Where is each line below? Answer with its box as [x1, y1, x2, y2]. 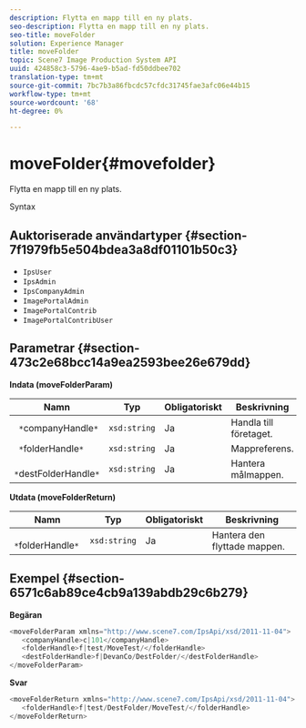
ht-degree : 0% [9, 106, 64, 116]
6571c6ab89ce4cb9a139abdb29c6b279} [9, 585, 249, 601]
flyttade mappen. [211, 540, 285, 552]
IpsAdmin [22, 278, 56, 287]
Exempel [9, 571, 60, 587]
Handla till [230, 416, 274, 429]
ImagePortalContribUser [22, 316, 114, 325]
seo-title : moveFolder [9, 30, 96, 39]
